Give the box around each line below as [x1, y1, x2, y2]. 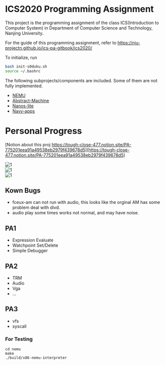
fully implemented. [5, 83, 43, 89]
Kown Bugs [5, 186, 41, 195]
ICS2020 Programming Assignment [5, 3, 154, 15]
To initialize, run [5, 54, 37, 60]
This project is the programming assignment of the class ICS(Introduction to [5, 20, 159, 26]
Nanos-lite [12, 102, 34, 109]
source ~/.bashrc [5, 68, 41, 73]
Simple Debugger [12, 248, 48, 254]
